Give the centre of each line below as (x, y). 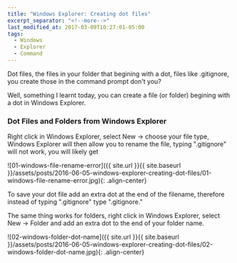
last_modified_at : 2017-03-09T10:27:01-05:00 (76, 27)
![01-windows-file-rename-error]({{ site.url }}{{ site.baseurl (94, 166)
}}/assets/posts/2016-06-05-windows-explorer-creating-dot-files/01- (110, 173)
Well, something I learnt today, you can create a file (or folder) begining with (119, 95)
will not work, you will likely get (53, 152)
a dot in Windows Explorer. (47, 102)
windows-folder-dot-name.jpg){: (55, 252)
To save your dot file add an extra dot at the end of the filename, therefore (116, 194)
